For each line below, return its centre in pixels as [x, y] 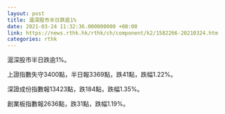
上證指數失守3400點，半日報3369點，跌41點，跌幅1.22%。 [92, 75]
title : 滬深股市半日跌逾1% [42, 20]
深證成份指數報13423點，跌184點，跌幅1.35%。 [75, 89]
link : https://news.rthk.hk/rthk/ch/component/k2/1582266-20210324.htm [112, 33]
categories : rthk [32, 39]
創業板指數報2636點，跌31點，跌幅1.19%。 [68, 104]
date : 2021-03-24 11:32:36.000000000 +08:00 [72, 26]
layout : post [26, 13]
